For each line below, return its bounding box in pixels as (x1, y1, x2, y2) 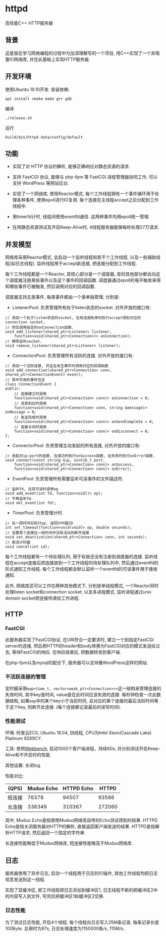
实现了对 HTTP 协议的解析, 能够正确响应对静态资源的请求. (12, 163, 130, 169)
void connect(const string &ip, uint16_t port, (5, 458, 106, 463)
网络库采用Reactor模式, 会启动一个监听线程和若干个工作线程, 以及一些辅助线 (5, 254, 161, 261)
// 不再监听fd (5, 496, 31, 501)
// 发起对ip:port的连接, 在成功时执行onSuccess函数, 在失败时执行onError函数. (5, 454, 155, 459)
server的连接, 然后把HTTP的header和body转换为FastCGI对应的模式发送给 (5, 643, 156, 649)
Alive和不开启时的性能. (5, 752, 52, 758)
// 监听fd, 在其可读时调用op (5, 487, 58, 492)
